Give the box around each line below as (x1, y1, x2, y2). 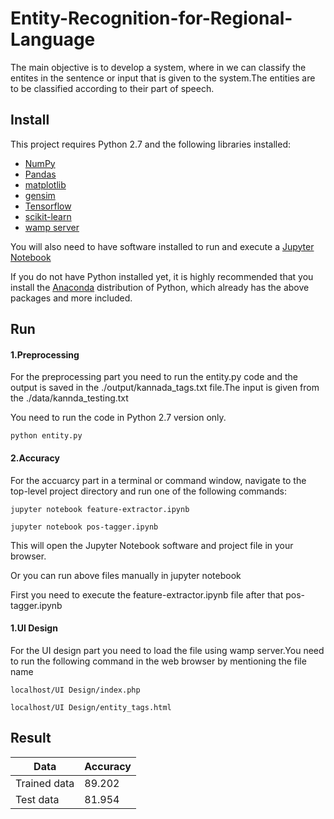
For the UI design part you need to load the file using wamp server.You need (10, 644, 325, 656)
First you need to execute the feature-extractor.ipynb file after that (10, 588, 284, 601)
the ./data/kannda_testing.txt (10, 392, 129, 404)
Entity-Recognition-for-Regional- (10, 7, 293, 30)
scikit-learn (24, 210, 72, 222)
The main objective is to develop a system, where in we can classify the (10, 61, 307, 73)
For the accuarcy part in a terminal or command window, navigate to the (10, 474, 307, 486)
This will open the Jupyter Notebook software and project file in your (10, 539, 294, 551)
